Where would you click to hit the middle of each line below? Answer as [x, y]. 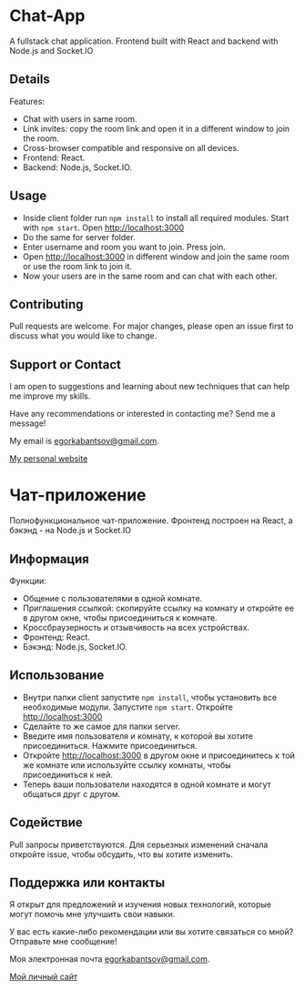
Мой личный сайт [44, 977]
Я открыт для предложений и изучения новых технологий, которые [141, 904]
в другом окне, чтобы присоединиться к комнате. [120, 617]
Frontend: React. [54, 157]
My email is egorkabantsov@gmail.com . [84, 441]
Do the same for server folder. [79, 237]
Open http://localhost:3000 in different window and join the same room [156, 257]
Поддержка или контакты [87, 882]
